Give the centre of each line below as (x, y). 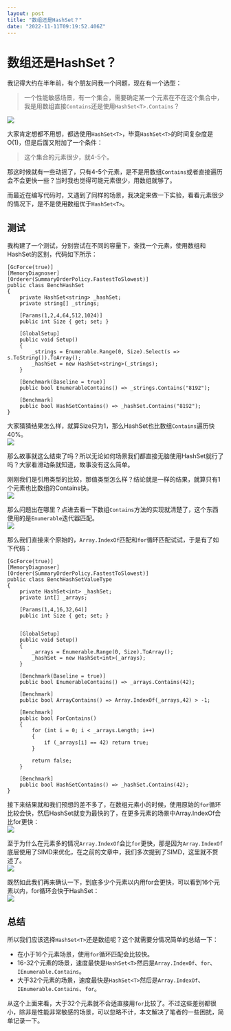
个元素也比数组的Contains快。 (50, 488)
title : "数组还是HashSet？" (45, 20)
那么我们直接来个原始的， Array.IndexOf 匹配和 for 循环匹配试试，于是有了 (110, 540)
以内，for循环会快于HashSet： (56, 891)
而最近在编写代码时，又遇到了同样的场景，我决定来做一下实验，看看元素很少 (115, 195)
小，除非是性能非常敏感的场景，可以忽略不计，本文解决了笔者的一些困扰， (112, 1012)
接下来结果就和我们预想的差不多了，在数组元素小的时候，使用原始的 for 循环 (114, 805)
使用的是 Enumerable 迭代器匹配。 (53, 518)
